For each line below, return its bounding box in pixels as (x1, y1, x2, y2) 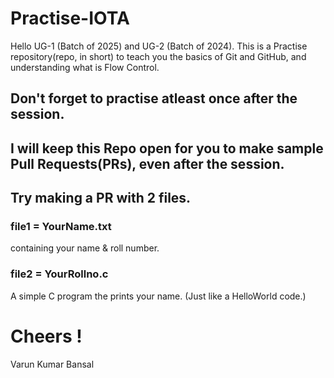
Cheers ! (10, 325, 83, 347)
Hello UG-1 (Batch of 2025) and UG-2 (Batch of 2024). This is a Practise (10, 40, 308, 52)
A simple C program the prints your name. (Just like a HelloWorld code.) (10, 290, 307, 302)
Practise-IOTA (10, 7, 130, 30)
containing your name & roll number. (10, 242, 160, 254)
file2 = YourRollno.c (10, 267, 109, 281)
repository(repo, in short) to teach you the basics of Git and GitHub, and (10, 50, 307, 62)
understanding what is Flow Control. (10, 61, 160, 73)
